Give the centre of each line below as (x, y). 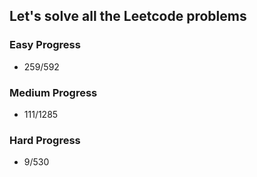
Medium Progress (53, 92)
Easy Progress (45, 45)
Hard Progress (45, 140)
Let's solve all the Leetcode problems (128, 16)
